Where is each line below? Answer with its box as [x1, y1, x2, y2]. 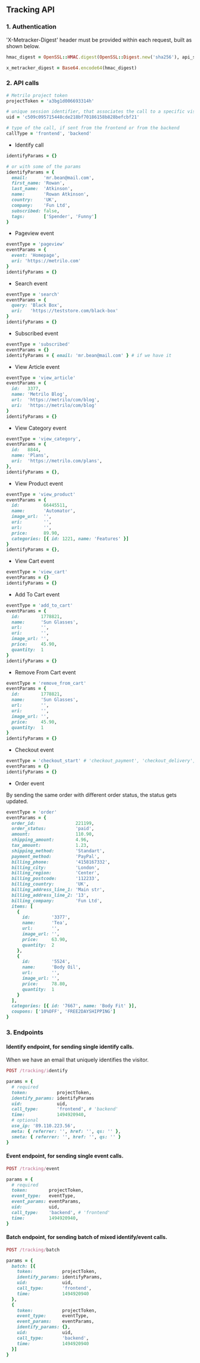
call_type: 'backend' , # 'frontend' [11, 1209, 111, 1215]
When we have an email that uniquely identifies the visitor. [6, 1056, 149, 1063]
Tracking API [6, 5, 55, 15]
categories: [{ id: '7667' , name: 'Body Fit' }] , [11, 1003, 137, 1009]
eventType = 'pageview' [6, 241, 65, 247]
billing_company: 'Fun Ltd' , [11, 898, 102, 904]
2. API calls [6, 79, 39, 87]
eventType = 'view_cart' [6, 569, 68, 575]
